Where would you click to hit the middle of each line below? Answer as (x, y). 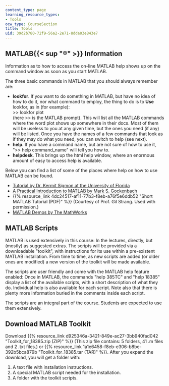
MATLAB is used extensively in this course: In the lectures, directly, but (79, 240)
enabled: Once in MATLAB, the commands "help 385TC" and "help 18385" (83, 277)
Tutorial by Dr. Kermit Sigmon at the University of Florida (71, 185)
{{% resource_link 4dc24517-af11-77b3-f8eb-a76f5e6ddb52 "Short (82, 196)
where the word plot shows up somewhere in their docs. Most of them (86, 123)
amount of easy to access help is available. (57, 160)
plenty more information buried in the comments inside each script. (75, 293)
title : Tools (19, 29)
